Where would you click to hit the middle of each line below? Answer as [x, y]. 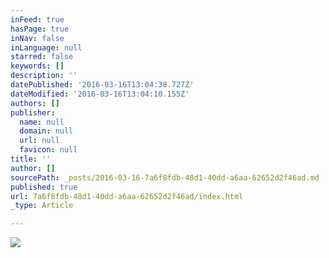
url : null [39, 141]
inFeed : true [37, 19]
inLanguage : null [46, 47]
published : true [44, 187]
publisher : [33, 112]
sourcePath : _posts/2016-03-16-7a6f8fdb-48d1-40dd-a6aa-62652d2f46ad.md [165, 177]
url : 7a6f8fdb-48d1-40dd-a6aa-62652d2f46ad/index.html [127, 196]
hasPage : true [40, 29]
